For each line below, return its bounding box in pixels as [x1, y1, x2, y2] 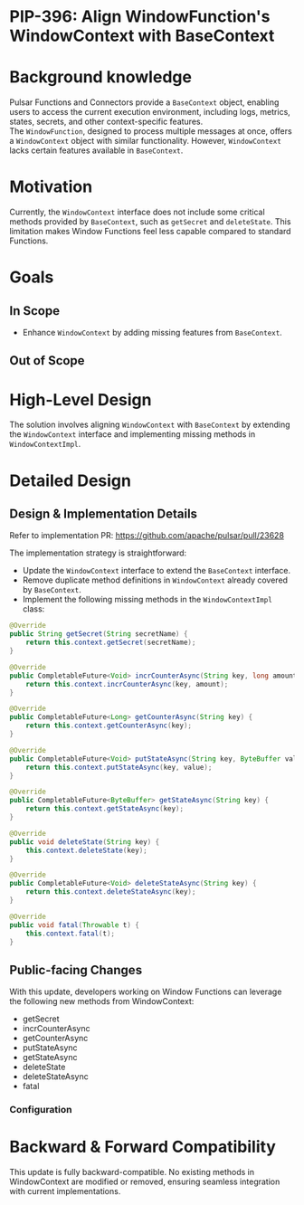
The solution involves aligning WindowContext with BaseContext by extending [9, 419, 291, 431]
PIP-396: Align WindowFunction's [9, 6, 271, 27]
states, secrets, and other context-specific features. [9, 116, 204, 128]
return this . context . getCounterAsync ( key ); [25, 721, 193, 730]
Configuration [9, 1104, 72, 1116]
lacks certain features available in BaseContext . [9, 145, 184, 156]
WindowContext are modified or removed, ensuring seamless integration [9, 1176, 280, 1187]
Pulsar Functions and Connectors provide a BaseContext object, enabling [9, 97, 280, 108]
